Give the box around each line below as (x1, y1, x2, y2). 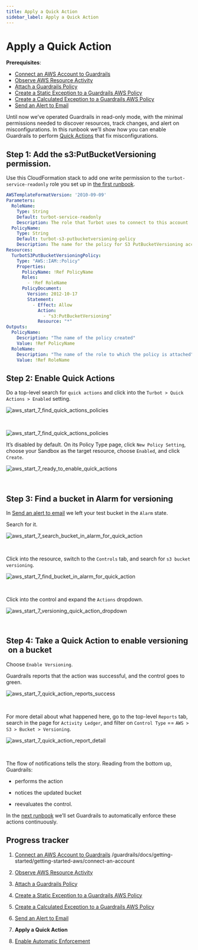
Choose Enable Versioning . (6, 660, 73, 668)
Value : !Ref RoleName (16, 357, 70, 363)
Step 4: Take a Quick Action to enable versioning (6, 636, 189, 646)
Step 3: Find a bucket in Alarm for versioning (6, 494, 173, 504)
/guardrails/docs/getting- (111, 851, 173, 858)
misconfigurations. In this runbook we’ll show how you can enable (6, 126, 166, 133)
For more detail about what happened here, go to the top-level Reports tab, (6, 713, 188, 720)
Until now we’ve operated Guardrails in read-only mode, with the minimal (6, 114, 183, 121)
